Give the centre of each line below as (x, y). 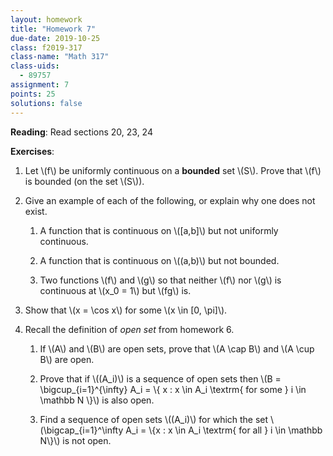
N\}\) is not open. (75, 440)
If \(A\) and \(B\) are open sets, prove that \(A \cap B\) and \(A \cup (177, 348)
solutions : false (46, 103)
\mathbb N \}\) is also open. (97, 400)
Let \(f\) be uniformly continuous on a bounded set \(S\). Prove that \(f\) (173, 170)
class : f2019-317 (46, 47)
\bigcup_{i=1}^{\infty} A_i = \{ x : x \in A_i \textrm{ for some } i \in (173, 389)
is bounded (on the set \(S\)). (84, 181)
